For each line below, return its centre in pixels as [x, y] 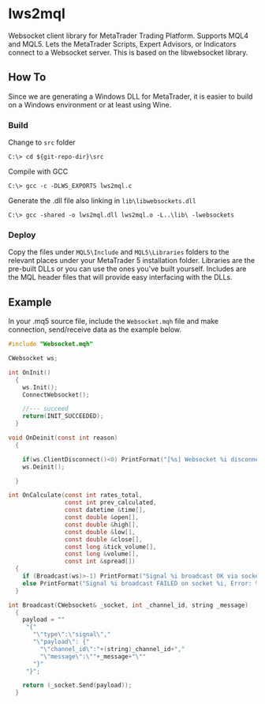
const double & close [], [104, 539]
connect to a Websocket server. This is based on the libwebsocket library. [128, 52]
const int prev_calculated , [110, 503]
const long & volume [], [102, 554]
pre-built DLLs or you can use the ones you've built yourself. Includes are [127, 269]
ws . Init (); [40, 387]
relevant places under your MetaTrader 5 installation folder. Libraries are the [131, 261]
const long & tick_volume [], [110, 547]
